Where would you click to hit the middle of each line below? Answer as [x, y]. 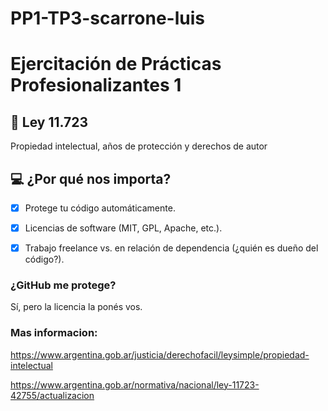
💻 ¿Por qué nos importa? [91, 178]
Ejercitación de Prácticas [116, 64]
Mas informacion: [54, 333]
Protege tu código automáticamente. [100, 208]
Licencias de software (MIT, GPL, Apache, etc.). [123, 228]
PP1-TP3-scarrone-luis [107, 18]
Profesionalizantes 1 [96, 85]
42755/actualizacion [52, 395]
